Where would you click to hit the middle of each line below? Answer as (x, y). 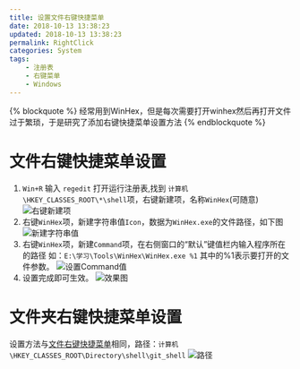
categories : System (46, 51)
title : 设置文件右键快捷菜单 (57, 17)
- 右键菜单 (43, 76)
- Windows (44, 84)
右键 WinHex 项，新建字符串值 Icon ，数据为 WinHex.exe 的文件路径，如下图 (153, 221)
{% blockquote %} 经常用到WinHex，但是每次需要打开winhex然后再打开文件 (150, 111)
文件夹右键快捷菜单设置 (96, 317)
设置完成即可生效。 (58, 278)
